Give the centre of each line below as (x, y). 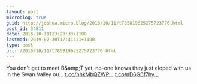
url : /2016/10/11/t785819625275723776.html (61, 51)
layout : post (22, 12)
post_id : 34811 (25, 28)
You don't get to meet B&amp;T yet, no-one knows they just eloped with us (99, 68)
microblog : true (26, 17)
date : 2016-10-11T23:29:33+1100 (46, 34)
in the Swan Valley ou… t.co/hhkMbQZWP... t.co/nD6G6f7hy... (83, 74)
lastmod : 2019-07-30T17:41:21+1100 (51, 40)
